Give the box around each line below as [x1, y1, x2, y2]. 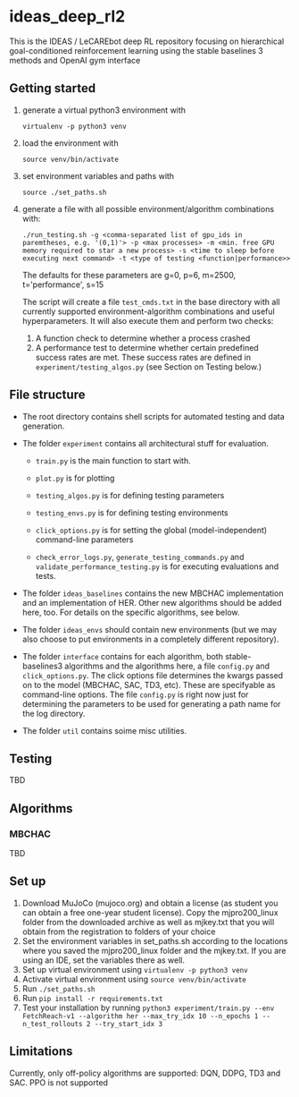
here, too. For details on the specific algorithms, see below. [21, 607, 240, 617]
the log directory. [21, 708, 86, 719]
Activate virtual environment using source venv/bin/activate [21, 974, 247, 984]
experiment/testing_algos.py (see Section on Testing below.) [35, 361, 262, 372]
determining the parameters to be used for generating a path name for [21, 698, 281, 709]
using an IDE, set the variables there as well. [21, 955, 186, 965]
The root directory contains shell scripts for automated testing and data [21, 411, 286, 421]
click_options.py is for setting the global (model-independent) [35, 524, 268, 535]
